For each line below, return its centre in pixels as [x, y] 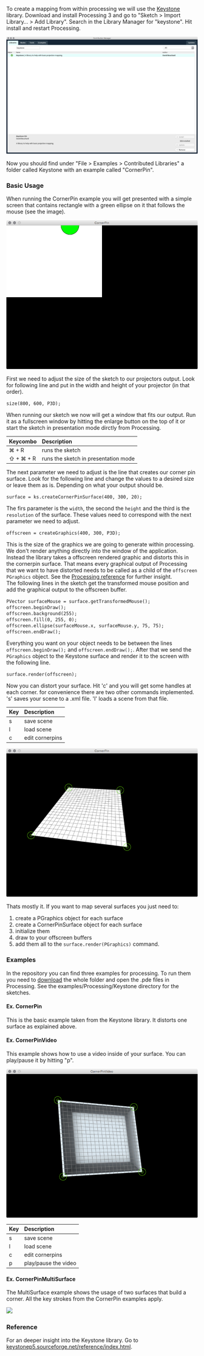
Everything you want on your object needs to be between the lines [89, 643]
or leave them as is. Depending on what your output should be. [85, 485]
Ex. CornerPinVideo [32, 1040]
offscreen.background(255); [42, 613]
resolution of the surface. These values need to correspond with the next [99, 515]
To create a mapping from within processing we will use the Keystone [93, 9]
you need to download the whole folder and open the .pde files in [88, 979]
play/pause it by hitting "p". [40, 1061]
